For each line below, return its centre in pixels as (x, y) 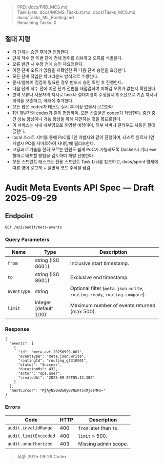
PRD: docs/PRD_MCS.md (42, 7)
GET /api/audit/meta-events (34, 227)
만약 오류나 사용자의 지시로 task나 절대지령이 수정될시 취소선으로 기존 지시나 (85, 94)
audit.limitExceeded (31, 436)
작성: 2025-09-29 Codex (42, 456)
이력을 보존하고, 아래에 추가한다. (43, 101)
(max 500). (83, 312)
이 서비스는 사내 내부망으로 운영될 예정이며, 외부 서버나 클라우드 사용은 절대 (84, 125)
